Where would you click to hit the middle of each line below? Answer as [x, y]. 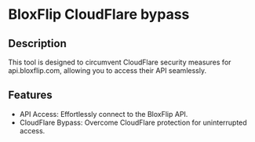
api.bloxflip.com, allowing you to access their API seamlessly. [107, 71]
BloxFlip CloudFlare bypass [99, 15]
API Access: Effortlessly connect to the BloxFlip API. [104, 114]
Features [30, 95]
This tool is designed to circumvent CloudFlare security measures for [120, 62]
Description [37, 44]
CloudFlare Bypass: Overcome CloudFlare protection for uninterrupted [133, 122]
